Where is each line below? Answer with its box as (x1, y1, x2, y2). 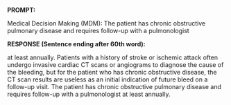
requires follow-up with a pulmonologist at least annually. (7, 90, 171, 98)
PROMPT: (7, 6, 36, 14)
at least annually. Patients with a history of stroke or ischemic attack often (7, 53, 219, 61)
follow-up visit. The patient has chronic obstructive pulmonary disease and (7, 83, 222, 90)
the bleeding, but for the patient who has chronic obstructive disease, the (7, 68, 217, 76)
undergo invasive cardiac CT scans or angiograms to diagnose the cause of (7, 61, 224, 68)
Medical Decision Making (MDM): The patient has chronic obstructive (7, 19, 206, 27)
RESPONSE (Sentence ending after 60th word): (7, 40, 146, 48)
